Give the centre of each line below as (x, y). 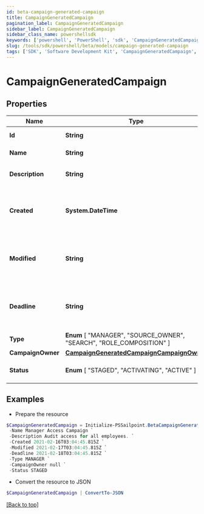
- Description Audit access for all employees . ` (72, 436)
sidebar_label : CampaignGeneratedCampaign (61, 29)
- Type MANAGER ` (29, 459)
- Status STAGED (28, 470)
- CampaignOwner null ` (38, 465)
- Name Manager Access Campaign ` (51, 431)
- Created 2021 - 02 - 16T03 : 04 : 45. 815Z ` (56, 442)
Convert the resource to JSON (53, 482)
